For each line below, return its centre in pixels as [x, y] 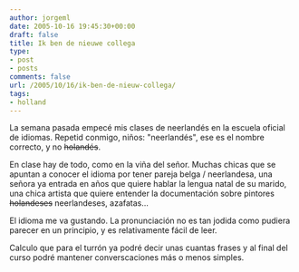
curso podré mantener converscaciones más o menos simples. [127, 257]
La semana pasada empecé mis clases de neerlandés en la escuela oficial [147, 128]
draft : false [34, 34]
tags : [19, 93]
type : [19, 52]
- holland [28, 102]
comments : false [40, 77]
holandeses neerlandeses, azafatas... [79, 203]
